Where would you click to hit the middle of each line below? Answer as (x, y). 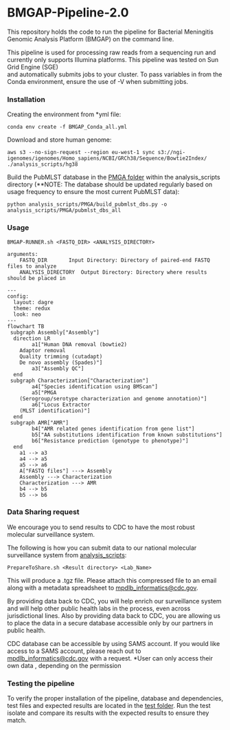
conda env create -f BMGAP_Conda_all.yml (67, 127)
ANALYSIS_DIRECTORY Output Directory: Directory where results (113, 272)
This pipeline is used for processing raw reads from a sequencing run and (112, 52)
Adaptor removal (43, 350)
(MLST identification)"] (55, 411)
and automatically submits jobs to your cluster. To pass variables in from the (115, 74)
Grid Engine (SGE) (33, 67)
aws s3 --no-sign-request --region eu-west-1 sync (81, 153)
